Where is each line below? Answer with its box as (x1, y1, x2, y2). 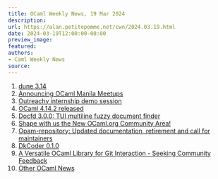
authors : (8, 50, 34, 57)
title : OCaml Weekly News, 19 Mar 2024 (8, 10, 126, 18)
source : (8, 62, 31, 69)
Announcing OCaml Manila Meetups (18, 89, 123, 98)
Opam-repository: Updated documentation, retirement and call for (18, 126, 210, 135)
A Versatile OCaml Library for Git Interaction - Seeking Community (18, 149, 211, 157)
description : (8, 17, 47, 24)
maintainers (18, 134, 53, 142)
